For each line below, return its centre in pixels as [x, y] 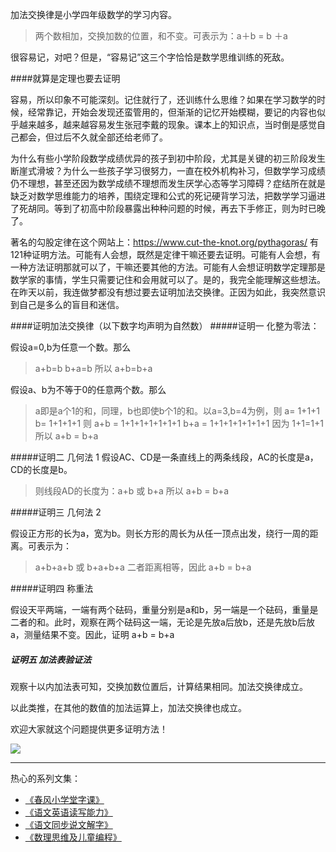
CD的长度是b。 [41, 469]
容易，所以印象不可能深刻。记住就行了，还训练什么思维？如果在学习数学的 [163, 99]
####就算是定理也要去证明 [65, 78]
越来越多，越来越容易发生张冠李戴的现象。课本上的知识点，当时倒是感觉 [167, 124]
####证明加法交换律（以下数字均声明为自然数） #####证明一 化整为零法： [165, 326]
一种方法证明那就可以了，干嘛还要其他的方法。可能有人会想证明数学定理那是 [168, 267]
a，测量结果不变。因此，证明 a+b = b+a [92, 634]
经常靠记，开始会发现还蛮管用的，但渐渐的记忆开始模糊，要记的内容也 [172, 112]
